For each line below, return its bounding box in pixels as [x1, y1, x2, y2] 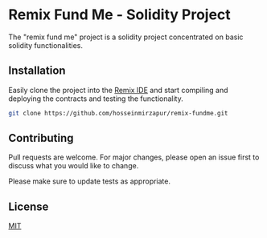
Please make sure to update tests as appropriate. [8, 176, 171, 186]
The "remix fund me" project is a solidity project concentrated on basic [8, 32, 244, 42]
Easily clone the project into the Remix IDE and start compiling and [8, 85, 228, 95]
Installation [8, 64, 66, 78]
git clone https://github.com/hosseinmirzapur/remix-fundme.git [8, 109, 228, 117]
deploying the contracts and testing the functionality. [8, 94, 183, 103]
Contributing [8, 131, 74, 145]
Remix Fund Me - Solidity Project [8, 6, 231, 24]
